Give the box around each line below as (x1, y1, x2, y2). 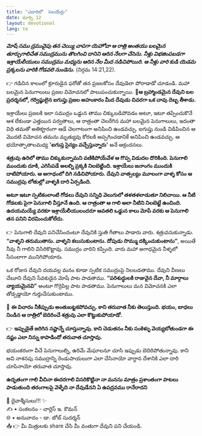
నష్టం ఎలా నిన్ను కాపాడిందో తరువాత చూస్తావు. (6, 333, 103, 341)
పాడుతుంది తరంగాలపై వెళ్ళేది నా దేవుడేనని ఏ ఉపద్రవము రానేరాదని (6, 384, 148, 391)
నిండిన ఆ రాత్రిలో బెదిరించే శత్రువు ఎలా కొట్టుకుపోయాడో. (6, 312, 122, 319)
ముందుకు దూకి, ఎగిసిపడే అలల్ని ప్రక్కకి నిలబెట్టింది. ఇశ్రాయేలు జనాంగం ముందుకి (6, 162, 172, 170)
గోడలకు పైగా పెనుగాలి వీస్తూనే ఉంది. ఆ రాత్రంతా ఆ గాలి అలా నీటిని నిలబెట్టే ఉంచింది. (6, 199, 181, 207)
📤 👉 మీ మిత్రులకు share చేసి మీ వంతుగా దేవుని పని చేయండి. (6, 422, 142, 429)
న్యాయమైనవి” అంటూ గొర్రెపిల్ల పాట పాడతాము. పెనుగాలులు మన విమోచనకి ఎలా (6, 282, 177, 290)
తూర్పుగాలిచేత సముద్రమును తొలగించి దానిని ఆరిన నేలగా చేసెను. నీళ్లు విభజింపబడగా (6, 50, 185, 57)
